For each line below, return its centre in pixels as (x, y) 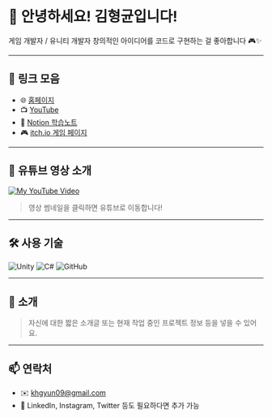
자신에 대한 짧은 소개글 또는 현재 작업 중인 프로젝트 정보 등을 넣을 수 (135, 323)
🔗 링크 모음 (34, 79)
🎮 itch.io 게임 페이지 (53, 132)
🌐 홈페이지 (37, 100)
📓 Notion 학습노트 (49, 122)
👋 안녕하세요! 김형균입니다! (93, 17)
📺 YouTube (39, 110)
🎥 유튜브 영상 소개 (50, 171)
